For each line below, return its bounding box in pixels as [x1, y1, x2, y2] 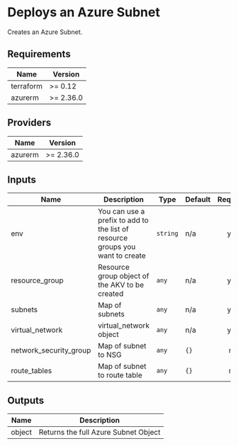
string [156, 229, 178, 238]
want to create [98, 251, 147, 261]
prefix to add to [98, 215, 149, 225]
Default [185, 195, 211, 205]
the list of [98, 224, 129, 234]
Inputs [7, 173, 37, 185]
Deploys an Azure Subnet [7, 4, 161, 21]
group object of [98, 271, 149, 281]
